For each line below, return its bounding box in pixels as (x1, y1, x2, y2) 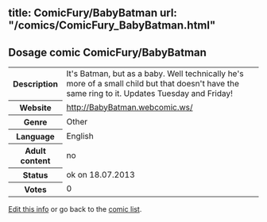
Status (22, 170, 48, 181)
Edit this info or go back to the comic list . (8, 204, 142, 213)
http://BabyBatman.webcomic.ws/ (66, 101, 193, 113)
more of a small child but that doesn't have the (66, 78, 240, 90)
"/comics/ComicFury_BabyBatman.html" (8, 19, 216, 33)
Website (19, 102, 52, 113)
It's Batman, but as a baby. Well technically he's (66, 68, 244, 79)
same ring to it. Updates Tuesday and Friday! (66, 88, 233, 99)
